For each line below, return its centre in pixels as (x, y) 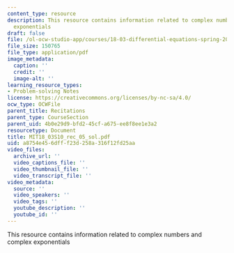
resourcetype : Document (42, 130)
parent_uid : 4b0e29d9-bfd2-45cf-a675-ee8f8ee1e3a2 (82, 124)
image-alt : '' (34, 78)
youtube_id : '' (36, 215)
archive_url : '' (37, 156)
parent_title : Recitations (46, 111)
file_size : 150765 (34, 46)
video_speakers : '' (42, 195)
